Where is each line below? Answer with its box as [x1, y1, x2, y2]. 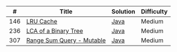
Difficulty [141, 8, 168, 15]
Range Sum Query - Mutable [26, 36, 106, 44]
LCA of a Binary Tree [26, 27, 83, 34]
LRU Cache [26, 18, 57, 25]
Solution [111, 8, 136, 15]
